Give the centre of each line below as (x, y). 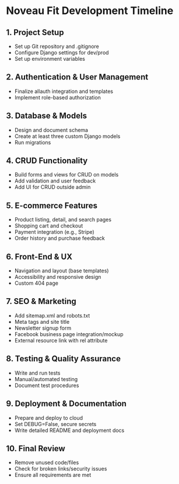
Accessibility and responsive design (58, 277)
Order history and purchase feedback (59, 238)
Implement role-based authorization (57, 97)
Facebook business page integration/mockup (69, 334)
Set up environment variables (50, 59)
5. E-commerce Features (52, 205)
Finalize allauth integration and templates (64, 91)
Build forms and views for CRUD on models (66, 175)
